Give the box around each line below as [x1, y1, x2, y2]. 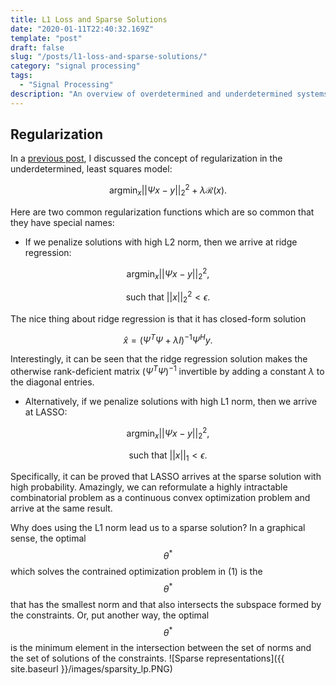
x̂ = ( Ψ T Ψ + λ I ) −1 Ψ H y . [123, 332, 213, 346]
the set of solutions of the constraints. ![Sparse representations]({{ [10, 652, 285, 665]
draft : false [10, 42, 65, 53]
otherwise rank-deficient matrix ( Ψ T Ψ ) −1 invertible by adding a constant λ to [10, 364, 325, 378]
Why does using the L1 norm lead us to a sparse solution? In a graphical [10, 522, 306, 534]
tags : [10, 71, 33, 81]
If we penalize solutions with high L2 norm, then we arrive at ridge [24, 236, 298, 248]
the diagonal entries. [10, 376, 95, 388]
